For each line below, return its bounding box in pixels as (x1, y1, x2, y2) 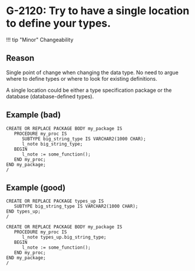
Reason (6, 53, 35, 63)
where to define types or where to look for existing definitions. (6, 75, 157, 82)
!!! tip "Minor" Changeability (6, 36, 74, 43)
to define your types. (6, 16, 111, 30)
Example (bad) (6, 110, 61, 120)
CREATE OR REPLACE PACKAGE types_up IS (6, 199, 104, 204)
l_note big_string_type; (21, 141, 83, 147)
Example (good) (6, 183, 66, 193)
